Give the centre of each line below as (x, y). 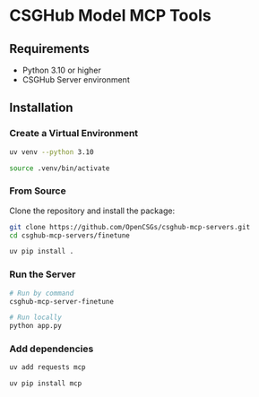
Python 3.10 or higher (61, 70)
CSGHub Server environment (76, 80)
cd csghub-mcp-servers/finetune (69, 235)
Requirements (49, 49)
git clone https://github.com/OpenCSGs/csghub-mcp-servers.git (130, 227)
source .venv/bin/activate (60, 168)
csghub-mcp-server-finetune (62, 301)
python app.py (36, 326)
